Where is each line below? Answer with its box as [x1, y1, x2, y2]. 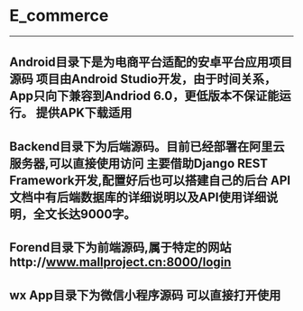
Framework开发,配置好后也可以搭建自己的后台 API [9, 172, 291, 188]
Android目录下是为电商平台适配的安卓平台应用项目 [9, 55, 293, 70]
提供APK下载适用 [35, 105, 133, 121]
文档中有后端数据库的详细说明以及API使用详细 [9, 189, 267, 205]
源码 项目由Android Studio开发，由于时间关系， [9, 71, 277, 87]
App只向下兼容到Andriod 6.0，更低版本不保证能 [9, 88, 280, 104]
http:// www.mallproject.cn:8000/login [9, 254, 232, 270]
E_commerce [9, 5, 109, 26]
